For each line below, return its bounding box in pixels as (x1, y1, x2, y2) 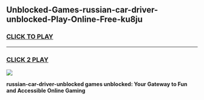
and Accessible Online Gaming (6, 87, 86, 94)
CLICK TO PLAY (6, 33, 53, 41)
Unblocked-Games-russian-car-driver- (6, 5, 158, 15)
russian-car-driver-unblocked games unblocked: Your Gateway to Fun (6, 80, 188, 87)
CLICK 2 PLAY (6, 55, 49, 64)
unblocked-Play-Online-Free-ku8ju (6, 15, 143, 25)
